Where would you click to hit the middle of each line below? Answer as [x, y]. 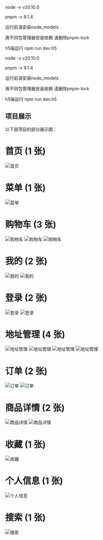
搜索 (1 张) [26, 518]
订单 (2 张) [26, 371]
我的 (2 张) [26, 261]
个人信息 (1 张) [34, 481]
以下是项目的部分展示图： [31, 129]
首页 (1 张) [26, 151]
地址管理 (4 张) [35, 334]
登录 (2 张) [26, 298]
